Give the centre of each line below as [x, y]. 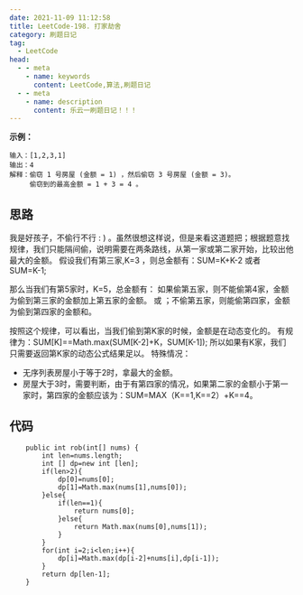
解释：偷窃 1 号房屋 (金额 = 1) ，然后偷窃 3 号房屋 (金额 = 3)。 [123, 175]
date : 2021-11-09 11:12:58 [60, 18]
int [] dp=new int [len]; [91, 463]
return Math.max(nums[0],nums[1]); [140, 526]
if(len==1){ [80, 503]
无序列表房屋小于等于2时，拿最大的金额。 [100, 373]
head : [19, 60]
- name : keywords [58, 77]
